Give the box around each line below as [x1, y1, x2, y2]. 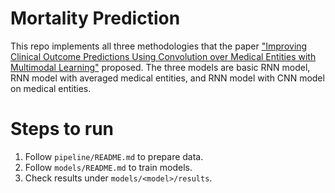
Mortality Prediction [10, 7, 181, 30]
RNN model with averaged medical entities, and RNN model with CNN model [10, 72, 325, 84]
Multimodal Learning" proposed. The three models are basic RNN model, [10, 61, 311, 73]
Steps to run [10, 118, 115, 141]
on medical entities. [10, 82, 92, 94]
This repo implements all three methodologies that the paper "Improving [10, 40, 308, 52]
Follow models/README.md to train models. [24, 161, 193, 173]
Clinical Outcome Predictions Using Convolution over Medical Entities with [10, 50, 317, 62]
